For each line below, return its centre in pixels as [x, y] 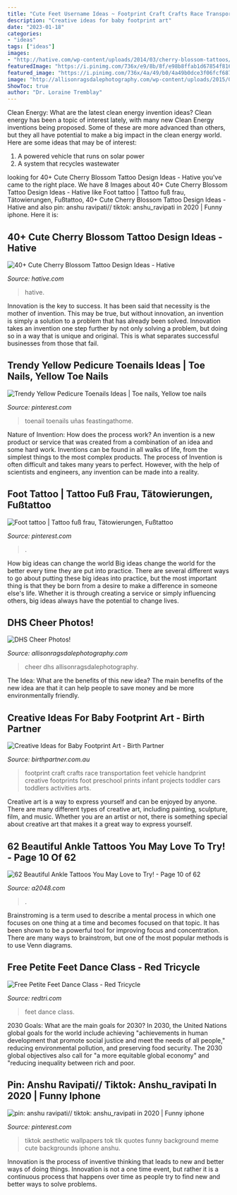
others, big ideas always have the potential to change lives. [93, 601]
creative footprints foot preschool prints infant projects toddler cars [122, 780]
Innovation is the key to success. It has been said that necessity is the [109, 306]
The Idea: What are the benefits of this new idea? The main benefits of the [115, 680]
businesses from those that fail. [53, 343]
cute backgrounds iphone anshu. [73, 1148]
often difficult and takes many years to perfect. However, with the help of [114, 464]
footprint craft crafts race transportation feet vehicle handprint [115, 773]
